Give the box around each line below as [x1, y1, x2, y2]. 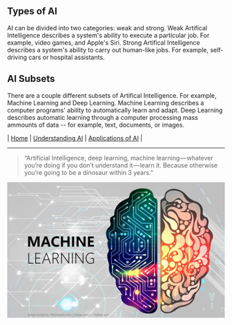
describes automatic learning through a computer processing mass [7, 113, 199, 121]
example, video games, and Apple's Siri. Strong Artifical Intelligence [7, 38, 200, 47]
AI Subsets [7, 73, 55, 85]
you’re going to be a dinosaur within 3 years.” [23, 168, 154, 176]
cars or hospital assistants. [28, 53, 105, 61]
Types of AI [7, 6, 57, 17]
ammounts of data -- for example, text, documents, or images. [7, 120, 185, 129]
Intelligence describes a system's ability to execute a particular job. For [7, 31, 210, 39]
